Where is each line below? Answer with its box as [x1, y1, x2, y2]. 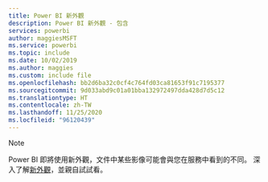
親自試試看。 [64, 164, 107, 174]
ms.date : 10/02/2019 [8, 57, 78, 65]
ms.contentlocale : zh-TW [8, 101, 92, 109]
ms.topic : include [8, 49, 70, 57]
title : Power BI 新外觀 [8, 11, 85, 20]
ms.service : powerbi [8, 42, 78, 50]
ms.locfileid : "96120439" [8, 116, 95, 124]
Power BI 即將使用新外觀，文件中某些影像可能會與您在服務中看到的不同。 [8, 154, 252, 164]
